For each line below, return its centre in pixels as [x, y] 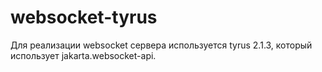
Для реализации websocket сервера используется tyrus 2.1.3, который [161, 45]
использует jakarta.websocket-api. [83, 55]
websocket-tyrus [84, 17]
